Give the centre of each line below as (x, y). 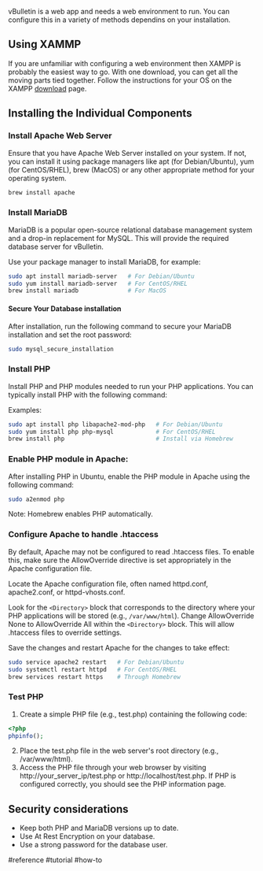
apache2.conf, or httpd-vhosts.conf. (67, 592)
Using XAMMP (45, 44)
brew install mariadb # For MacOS (88, 291)
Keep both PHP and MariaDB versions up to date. (99, 828)
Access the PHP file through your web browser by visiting (113, 768)
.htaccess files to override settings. (65, 632)
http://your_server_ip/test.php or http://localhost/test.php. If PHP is (128, 776)
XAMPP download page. (47, 88)
